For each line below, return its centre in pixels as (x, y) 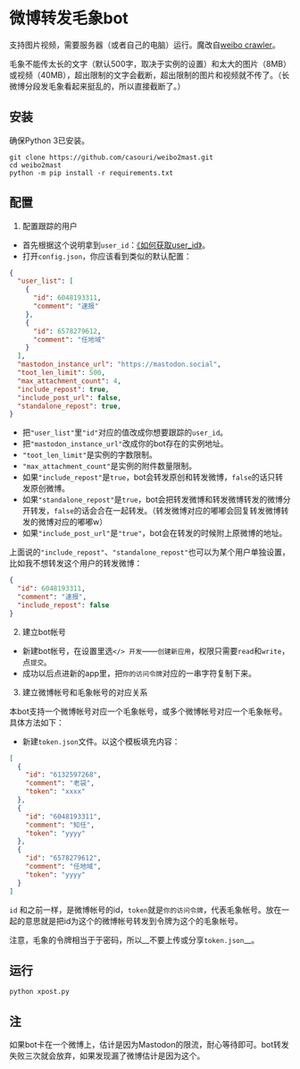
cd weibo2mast (36, 165)
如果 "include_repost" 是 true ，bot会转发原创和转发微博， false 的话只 (149, 477)
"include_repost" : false (63, 605)
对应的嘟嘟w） (80, 522)
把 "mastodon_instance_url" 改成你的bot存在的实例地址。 (125, 444)
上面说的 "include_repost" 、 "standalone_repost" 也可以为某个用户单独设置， (150, 552)
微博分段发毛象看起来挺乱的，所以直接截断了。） (97, 86)
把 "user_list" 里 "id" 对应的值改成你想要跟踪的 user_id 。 (125, 433)
